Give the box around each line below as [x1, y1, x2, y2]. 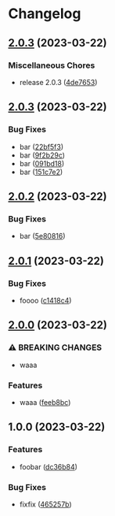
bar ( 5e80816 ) [19, 232, 66, 241]
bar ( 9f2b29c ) [19, 150, 65, 160]
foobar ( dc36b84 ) [19, 462, 78, 471]
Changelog [8, 5, 81, 23]
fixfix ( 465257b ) [19, 499, 72, 509]
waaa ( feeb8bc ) [19, 397, 71, 406]
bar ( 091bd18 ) [19, 158, 65, 168]
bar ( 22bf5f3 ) [19, 142, 64, 151]
